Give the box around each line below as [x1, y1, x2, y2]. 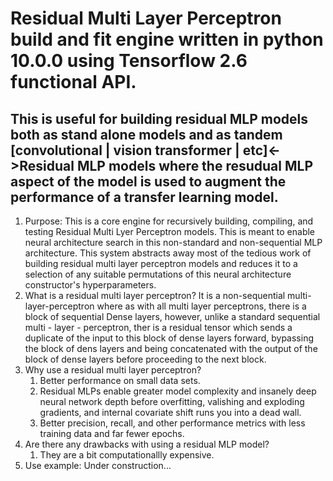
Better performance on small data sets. [39, 375, 201, 386]
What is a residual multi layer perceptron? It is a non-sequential [24, 290, 286, 301]
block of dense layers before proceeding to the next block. [24, 353, 267, 365]
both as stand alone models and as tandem [10, 126, 283, 143]
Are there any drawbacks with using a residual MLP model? [24, 438, 270, 450]
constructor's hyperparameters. [24, 279, 157, 291]
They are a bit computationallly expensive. [39, 449, 215, 461]
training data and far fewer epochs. [39, 428, 185, 439]
